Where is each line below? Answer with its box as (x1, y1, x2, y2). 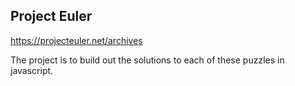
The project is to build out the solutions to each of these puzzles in (10, 54, 285, 66)
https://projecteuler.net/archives (10, 34, 143, 46)
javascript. (10, 64, 54, 76)
